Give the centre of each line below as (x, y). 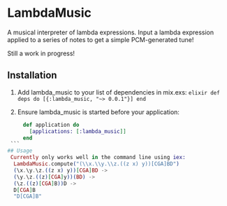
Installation (32, 75)
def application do (51, 125)
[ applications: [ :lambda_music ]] (78, 131)
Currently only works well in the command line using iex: (98, 158)
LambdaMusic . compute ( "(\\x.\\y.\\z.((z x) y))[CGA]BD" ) (96, 164)
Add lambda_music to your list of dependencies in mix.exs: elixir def (118, 92)
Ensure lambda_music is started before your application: (98, 112)
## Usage (20, 151)
